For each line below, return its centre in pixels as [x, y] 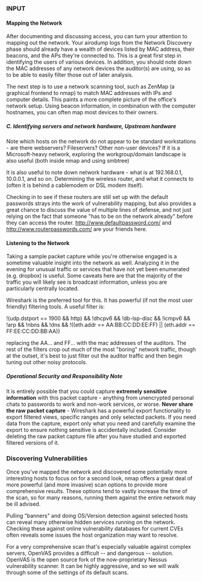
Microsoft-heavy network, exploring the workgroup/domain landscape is [96, 154]
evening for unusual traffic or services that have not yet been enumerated [98, 269]
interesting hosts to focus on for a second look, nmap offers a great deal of [99, 478]
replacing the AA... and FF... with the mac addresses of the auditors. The [96, 343]
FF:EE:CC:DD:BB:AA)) [33, 332]
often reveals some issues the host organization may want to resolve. [92, 535]
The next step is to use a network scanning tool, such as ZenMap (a [90, 87]
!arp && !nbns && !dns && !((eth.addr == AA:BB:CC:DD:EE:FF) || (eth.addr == [101, 325]
